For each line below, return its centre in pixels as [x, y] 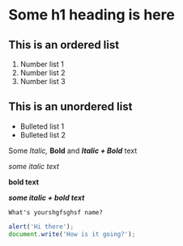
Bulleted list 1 [42, 126]
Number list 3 [43, 81]
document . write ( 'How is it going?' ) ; [72, 234]
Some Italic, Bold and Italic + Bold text [73, 151]
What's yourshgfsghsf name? [56, 212]
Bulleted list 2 [43, 134]
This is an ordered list [64, 45]
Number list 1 [42, 64]
